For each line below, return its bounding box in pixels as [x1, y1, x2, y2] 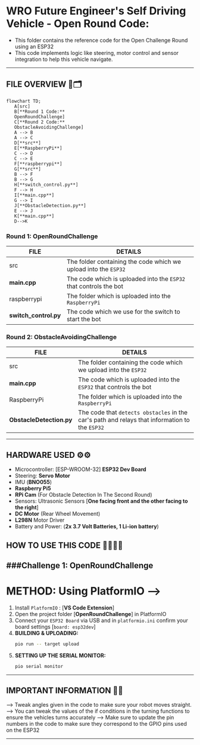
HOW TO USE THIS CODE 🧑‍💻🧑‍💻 [6, 540, 123, 550]
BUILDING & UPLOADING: [14, 629, 79, 636]
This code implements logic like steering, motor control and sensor [14, 49, 179, 56]
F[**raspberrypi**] [14, 161, 62, 167]
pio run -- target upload [14, 641, 79, 647]
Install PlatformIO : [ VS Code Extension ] [14, 604, 115, 611]
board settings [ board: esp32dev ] [14, 623, 96, 630]
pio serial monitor [14, 663, 64, 669]
